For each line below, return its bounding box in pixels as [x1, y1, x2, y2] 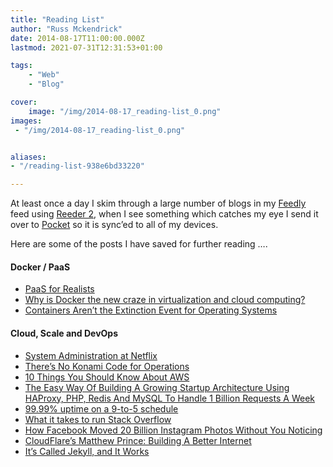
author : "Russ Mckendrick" [10, 24, 123, 34]
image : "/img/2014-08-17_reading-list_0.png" [28, 106, 222, 116]
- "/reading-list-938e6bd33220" [10, 161, 145, 171]
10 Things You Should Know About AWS [24, 371, 190, 383]
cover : [10, 97, 38, 107]
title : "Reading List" [10, 14, 105, 25]
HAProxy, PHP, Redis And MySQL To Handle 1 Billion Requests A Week [24, 392, 315, 404]
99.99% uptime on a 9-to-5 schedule [24, 402, 179, 415]
